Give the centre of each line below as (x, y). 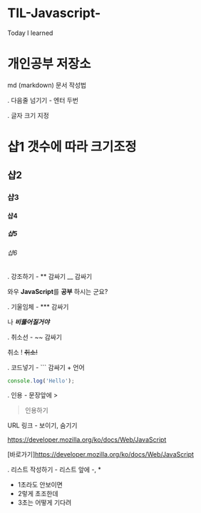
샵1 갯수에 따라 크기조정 (72, 147)
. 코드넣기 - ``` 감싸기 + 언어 (46, 367)
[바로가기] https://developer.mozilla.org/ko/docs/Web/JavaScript (101, 454)
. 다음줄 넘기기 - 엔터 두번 (43, 100)
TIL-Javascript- (54, 13)
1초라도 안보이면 (40, 485)
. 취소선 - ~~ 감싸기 (35, 337)
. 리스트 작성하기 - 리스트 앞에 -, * (55, 469)
